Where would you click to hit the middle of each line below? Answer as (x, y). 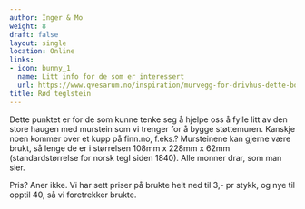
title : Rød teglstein (50, 93)
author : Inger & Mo (46, 18)
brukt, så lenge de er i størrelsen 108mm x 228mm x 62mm (120, 148)
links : (22, 60)
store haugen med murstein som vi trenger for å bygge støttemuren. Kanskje (152, 128)
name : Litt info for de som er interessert (101, 77)
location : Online (42, 52)
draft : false (34, 34)
